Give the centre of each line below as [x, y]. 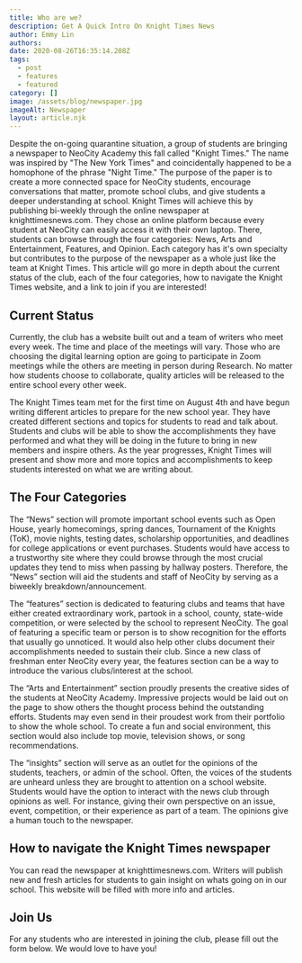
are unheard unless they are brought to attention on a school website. [138, 782]
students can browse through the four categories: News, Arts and [131, 239]
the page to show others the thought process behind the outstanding [137, 706]
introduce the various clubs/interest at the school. [102, 670]
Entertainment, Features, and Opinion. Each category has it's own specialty [148, 249]
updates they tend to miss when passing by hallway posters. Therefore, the [149, 567]
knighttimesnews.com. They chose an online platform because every [137, 220]
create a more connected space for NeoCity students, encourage [130, 182]
